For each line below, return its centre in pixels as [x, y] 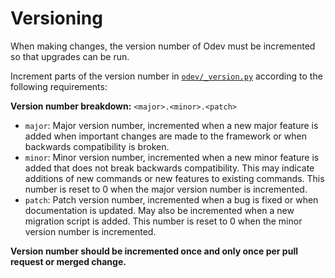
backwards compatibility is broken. [97, 146]
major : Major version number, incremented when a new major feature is [171, 125]
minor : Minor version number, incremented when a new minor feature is [172, 157]
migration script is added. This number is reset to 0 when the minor [163, 221]
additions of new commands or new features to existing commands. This [174, 178]
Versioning [56, 18]
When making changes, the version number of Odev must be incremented [163, 46]
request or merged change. [68, 261]
